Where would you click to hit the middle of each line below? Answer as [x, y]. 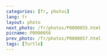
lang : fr [17, 17]
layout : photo [24, 22]
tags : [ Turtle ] [25, 44]
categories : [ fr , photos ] [38, 11]
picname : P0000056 [29, 33]
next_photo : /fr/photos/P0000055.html [53, 28]
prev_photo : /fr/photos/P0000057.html [53, 38]
